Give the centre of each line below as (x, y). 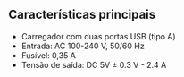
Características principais (82, 15)
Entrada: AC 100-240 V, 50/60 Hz (83, 46)
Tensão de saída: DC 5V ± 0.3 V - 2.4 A (94, 64)
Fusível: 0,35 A (49, 55)
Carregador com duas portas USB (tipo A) (98, 36)
